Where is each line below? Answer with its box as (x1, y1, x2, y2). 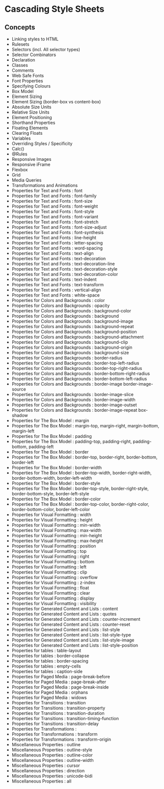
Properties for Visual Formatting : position (11, 543, 96, 549)
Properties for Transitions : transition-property (11, 705, 106, 711)
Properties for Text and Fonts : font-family (11, 193, 97, 199)
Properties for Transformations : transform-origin (11, 736, 111, 742)
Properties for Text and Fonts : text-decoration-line (11, 261, 115, 267)
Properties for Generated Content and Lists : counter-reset (11, 621, 131, 627)
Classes (11, 62, 28, 68)
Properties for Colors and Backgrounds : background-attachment (11, 334, 144, 340)
